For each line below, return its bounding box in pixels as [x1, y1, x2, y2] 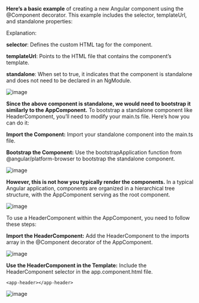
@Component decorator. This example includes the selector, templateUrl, [6, 11, 187, 19]
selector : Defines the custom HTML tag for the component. [6, 41, 153, 48]
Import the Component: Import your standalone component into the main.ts [6, 131, 193, 138]
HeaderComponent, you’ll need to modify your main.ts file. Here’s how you [6, 113, 190, 120]
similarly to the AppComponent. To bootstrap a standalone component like [6, 107, 193, 113]
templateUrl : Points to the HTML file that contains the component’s [6, 53, 172, 59]
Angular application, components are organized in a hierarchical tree [6, 185, 175, 192]
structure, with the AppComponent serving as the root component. [6, 191, 170, 198]
